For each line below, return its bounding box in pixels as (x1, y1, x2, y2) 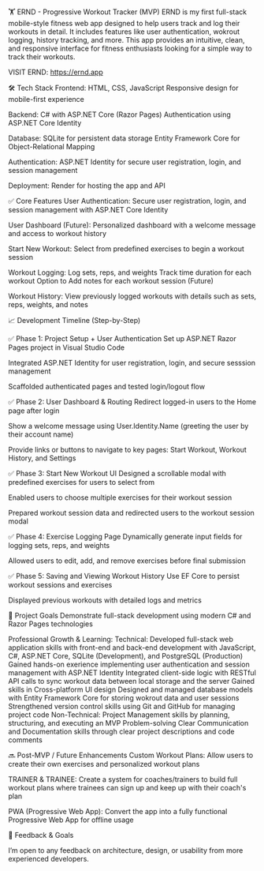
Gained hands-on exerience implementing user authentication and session (8, 659, 251, 669)
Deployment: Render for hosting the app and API (8, 181, 165, 190)
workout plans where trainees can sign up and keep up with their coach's (8, 783, 247, 792)
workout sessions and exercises (8, 580, 113, 589)
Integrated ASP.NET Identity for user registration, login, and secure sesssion (8, 359, 256, 367)
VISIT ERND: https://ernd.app (8, 67, 104, 77)
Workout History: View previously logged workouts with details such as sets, (8, 291, 257, 301)
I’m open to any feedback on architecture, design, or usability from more (8, 846, 244, 855)
